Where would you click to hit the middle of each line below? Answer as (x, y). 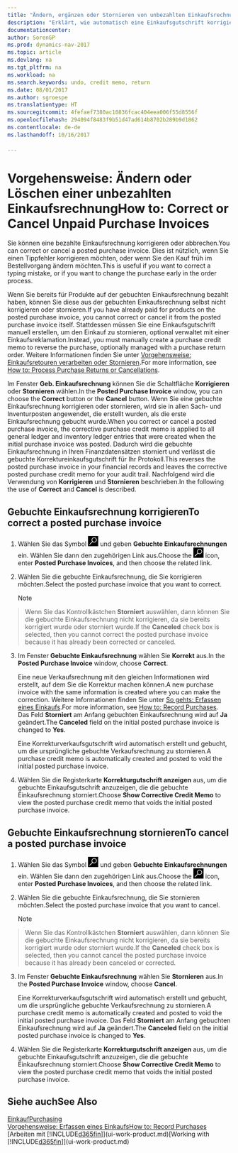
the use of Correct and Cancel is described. (72, 489)
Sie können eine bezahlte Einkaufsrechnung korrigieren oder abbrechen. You (119, 243)
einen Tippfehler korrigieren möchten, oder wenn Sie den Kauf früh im (110, 258)
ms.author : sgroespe (38, 97)
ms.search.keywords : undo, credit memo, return (79, 82)
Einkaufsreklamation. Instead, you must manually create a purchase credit (114, 340)
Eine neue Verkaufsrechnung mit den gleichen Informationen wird (113, 677)
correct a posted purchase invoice (85, 523)
